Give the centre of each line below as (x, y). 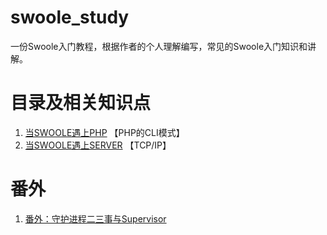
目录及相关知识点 (81, 103)
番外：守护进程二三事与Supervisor (95, 218)
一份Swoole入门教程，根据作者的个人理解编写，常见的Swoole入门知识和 (159, 46)
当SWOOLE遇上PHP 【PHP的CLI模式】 (104, 132)
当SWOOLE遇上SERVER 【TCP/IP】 (98, 145)
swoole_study (70, 17)
